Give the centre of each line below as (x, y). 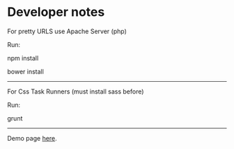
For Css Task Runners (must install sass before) (76, 91)
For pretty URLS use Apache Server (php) (67, 31)
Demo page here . (32, 138)
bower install (25, 71)
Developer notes (56, 12)
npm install (23, 58)
